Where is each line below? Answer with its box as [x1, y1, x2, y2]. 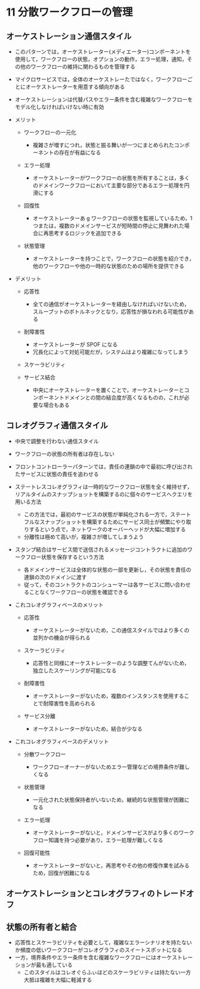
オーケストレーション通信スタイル [6, 31, 132, 41]
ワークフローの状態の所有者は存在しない [14, 450, 115, 457]
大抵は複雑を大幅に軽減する [23, 976, 93, 984]
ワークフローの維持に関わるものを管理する [30, 63, 136, 70]
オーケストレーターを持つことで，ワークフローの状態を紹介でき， [32, 255, 195, 262]
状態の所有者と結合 [6, 921, 77, 932]
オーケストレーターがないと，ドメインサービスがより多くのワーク [32, 829, 195, 836]
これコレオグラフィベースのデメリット [14, 737, 109, 745]
